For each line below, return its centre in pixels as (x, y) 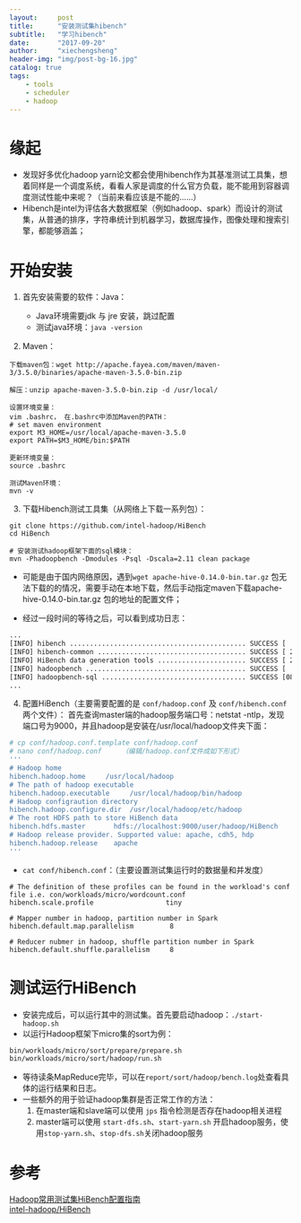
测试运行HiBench (73, 987)
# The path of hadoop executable (72, 785)
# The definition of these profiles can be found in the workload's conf (150, 887)
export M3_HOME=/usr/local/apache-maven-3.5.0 (98, 433)
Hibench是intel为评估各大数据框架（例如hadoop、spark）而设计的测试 (152, 208)
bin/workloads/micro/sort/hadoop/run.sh (86, 1059)
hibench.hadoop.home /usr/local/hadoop (92, 776)
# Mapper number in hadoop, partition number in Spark (114, 918)
